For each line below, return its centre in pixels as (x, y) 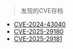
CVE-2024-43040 (40, 24)
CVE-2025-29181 (38, 39)
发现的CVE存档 (42, 11)
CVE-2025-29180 (39, 31)
